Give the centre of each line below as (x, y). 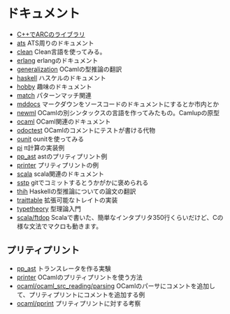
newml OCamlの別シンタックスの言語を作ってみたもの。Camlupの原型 (118, 112)
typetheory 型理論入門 (49, 209)
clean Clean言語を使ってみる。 (61, 52)
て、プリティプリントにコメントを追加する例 (81, 294)
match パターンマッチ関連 (54, 95)
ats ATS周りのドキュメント (55, 43)
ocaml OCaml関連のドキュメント (64, 121)
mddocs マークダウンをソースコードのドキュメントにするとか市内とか (118, 104)
